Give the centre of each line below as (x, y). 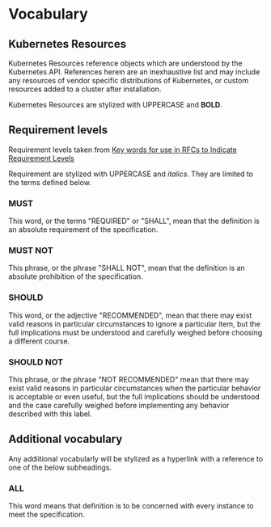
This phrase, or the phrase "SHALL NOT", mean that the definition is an (127, 268)
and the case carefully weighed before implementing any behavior (119, 405)
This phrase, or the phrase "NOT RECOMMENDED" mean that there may (129, 379)
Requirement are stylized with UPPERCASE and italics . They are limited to (131, 174)
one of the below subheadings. (60, 467)
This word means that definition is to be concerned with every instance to (131, 506)
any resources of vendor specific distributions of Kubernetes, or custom (129, 80)
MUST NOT (31, 251)
